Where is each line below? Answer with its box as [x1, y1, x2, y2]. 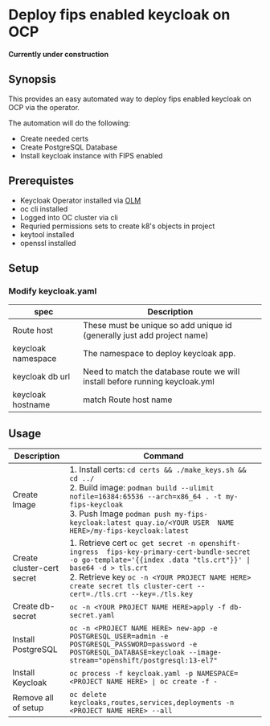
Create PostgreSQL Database [19, 142, 118, 152]
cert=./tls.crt [69, 589, 128, 599]
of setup [12, 702, 44, 713]
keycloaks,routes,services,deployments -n [69, 698, 235, 708]
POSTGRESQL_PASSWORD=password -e [69, 640, 198, 649]
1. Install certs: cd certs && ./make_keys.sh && [69, 464, 247, 475]
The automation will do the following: [8, 118, 131, 128]
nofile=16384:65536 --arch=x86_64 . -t [69, 492, 223, 502]
